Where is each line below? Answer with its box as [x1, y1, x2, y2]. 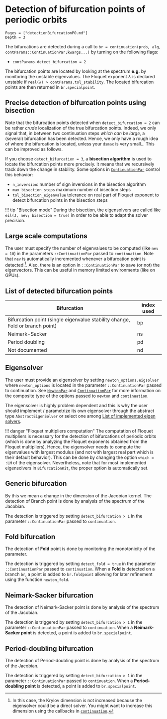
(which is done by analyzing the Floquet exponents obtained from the [5, 438, 148, 444]
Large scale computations [5, 232, 88, 240]
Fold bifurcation [5, 533, 56, 541]
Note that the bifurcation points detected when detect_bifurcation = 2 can [5, 120, 160, 126]
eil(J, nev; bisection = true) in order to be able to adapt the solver [5, 212, 148, 218]
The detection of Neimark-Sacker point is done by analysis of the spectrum [5, 604, 160, 610]
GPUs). [5, 273, 20, 279]
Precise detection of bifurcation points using [5, 99, 147, 107]
